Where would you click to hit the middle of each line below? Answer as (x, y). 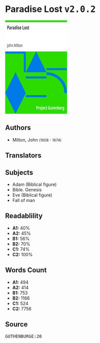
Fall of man (24, 200)
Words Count (26, 270)
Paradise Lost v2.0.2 (50, 9)
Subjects (19, 172)
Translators (23, 156)
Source (17, 324)
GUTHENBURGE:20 (24, 337)
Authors (18, 128)
